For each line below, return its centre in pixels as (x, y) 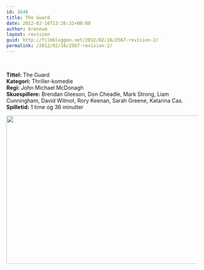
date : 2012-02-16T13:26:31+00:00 (49, 23)
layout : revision (28, 35)
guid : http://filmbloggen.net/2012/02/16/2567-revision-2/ (83, 40)
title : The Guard (28, 18)
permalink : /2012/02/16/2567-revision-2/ (59, 46)
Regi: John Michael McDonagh (45, 87)
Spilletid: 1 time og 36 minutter (45, 107)
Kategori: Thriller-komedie (40, 81)
